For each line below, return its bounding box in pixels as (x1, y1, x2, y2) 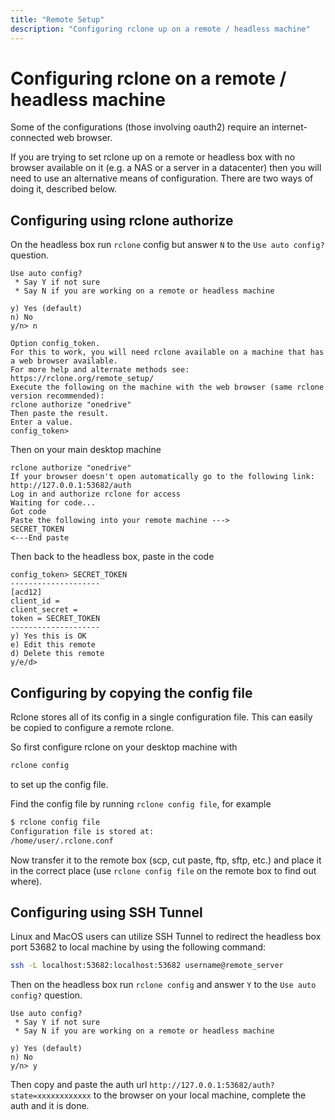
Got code (10, 507, 47, 517)
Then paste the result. (10, 409, 110, 419)
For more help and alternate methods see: (10, 365, 190, 375)
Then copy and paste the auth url (10, 1079, 148, 1091)
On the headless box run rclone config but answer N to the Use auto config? (10, 239, 325, 251)
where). (10, 875, 43, 887)
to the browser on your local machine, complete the (93, 1089, 307, 1101)
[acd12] (10, 587, 43, 598)
